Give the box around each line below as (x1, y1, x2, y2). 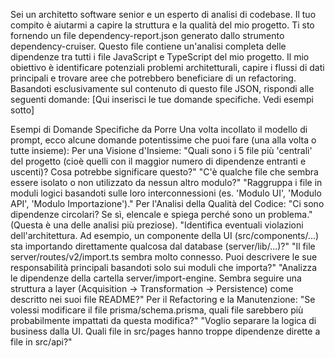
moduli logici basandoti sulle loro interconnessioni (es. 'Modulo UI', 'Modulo (10, 187, 322, 199)
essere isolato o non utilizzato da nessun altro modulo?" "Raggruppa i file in (10, 177, 323, 188)
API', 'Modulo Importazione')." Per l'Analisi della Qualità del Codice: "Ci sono (10, 198, 325, 209)
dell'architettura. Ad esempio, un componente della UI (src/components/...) (10, 230, 320, 241)
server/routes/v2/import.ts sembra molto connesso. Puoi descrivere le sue (10, 251, 318, 263)
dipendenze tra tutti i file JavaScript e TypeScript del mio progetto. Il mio (10, 51, 310, 63)
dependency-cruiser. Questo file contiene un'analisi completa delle (10, 40, 287, 52)
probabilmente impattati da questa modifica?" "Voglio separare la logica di (10, 315, 317, 326)
